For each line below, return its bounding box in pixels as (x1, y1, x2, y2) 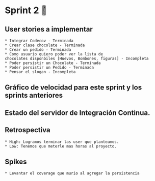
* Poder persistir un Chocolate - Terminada (5, 61, 101, 66)
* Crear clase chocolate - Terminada (5, 43, 85, 48)
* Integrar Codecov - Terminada (5, 38, 73, 43)
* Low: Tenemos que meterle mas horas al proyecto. (5, 143, 117, 149)
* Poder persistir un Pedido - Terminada (5, 65, 94, 70)
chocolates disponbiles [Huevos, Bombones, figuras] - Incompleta (5, 56, 149, 61)
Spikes (5, 157, 27, 166)
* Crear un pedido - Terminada (5, 47, 71, 52)
